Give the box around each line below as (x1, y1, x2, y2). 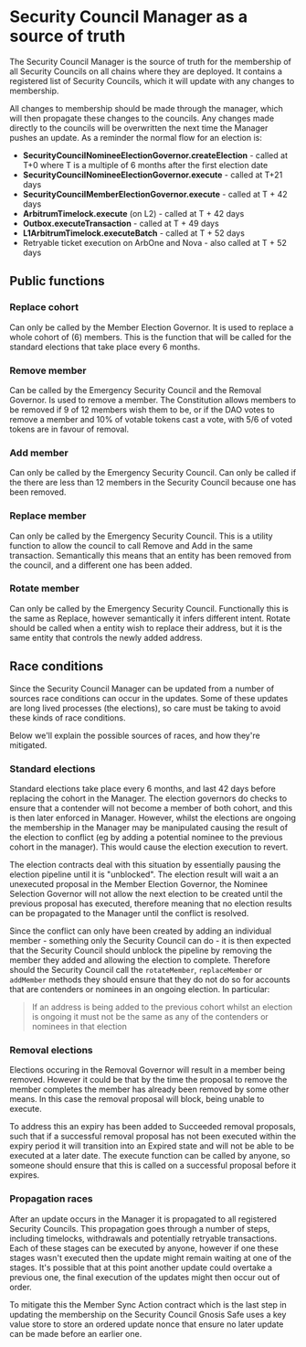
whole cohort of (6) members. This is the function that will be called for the (9, 331, 292, 342)
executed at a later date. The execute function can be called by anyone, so (9, 1150, 290, 1161)
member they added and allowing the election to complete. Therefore (9, 954, 271, 966)
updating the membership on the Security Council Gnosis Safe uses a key (9, 1309, 287, 1320)
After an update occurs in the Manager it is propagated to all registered (9, 1213, 277, 1224)
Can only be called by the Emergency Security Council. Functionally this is (9, 603, 290, 614)
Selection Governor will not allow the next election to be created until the (9, 888, 283, 899)
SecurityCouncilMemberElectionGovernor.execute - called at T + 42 (22, 188, 288, 199)
